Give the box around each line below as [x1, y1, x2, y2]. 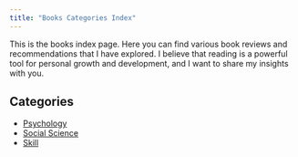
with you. [9, 68, 44, 78]
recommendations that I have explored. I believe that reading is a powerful [9, 47, 289, 59]
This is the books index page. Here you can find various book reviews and [9, 38, 288, 49]
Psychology [22, 118, 67, 129]
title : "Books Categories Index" [9, 13, 137, 23]
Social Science [22, 128, 79, 139]
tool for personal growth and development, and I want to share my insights [9, 58, 289, 68]
